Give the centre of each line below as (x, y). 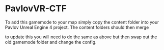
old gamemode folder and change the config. (51, 42)
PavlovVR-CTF (36, 9)
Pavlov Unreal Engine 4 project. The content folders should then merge (77, 27)
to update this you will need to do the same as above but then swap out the (81, 37)
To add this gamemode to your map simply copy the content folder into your (82, 22)
